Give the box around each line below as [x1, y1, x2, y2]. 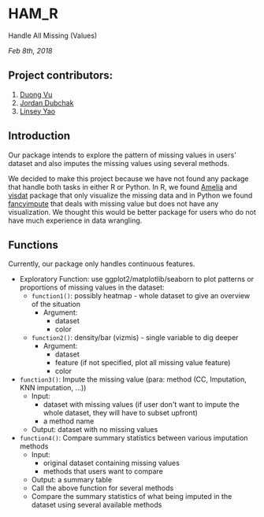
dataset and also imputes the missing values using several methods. [8, 158, 230, 168]
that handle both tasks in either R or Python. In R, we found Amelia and [8, 182, 238, 191]
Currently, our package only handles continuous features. [8, 259, 195, 268]
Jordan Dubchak [19, 98, 74, 107]
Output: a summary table [31, 475, 113, 485]
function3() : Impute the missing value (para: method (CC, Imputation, [19, 375, 247, 384]
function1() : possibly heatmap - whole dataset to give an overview [31, 291, 251, 301]
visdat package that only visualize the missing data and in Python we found [8, 190, 253, 200]
